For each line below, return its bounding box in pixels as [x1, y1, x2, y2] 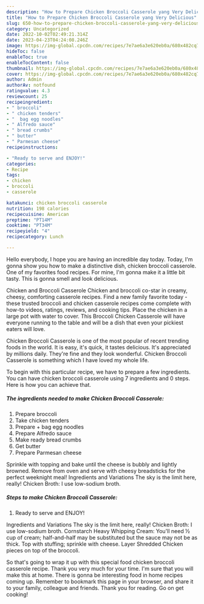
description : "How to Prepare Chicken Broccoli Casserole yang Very [6, 8, 183, 15]
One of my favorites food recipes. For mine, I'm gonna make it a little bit [6, 268, 185, 276]
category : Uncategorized [6, 25, 69, 32]
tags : [6, 172, 20, 178]
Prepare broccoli [15, 410, 57, 417]
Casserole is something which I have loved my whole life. [6, 356, 149, 364]
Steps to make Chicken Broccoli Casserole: [6, 494, 118, 501]
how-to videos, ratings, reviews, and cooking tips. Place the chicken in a [6, 306, 188, 313]
